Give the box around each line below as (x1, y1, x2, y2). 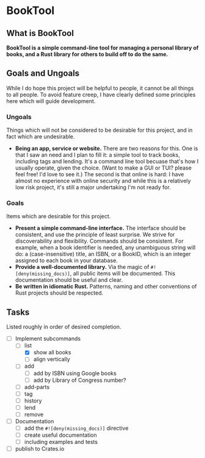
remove (24, 410, 44, 418)
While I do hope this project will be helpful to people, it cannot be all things (6, 84, 194, 91)
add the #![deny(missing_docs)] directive (24, 424, 129, 432)
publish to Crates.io (15, 445, 65, 453)
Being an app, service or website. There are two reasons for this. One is (15, 145, 198, 152)
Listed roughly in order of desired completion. (6, 323, 121, 331)
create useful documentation (24, 431, 98, 439)
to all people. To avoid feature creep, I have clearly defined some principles (6, 91, 196, 98)
